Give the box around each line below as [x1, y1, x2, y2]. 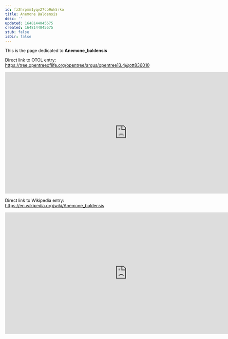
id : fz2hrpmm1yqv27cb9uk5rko [5, 7, 64, 12]
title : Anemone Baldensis [5, 12, 57, 17]
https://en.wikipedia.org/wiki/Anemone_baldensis [5, 202, 105, 208]
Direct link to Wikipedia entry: [5, 197, 64, 203]
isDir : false [5, 35, 32, 39]
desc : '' [5, 16, 23, 21]
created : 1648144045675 [5, 25, 54, 30]
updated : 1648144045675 [5, 20, 54, 26]
